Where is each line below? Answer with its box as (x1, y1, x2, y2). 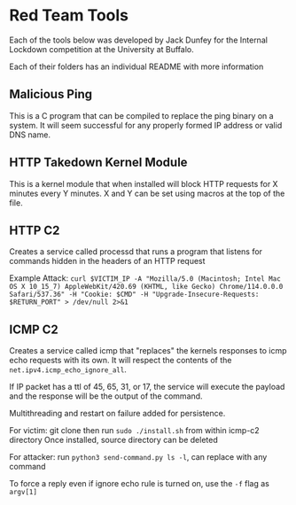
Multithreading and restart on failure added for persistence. (9, 408, 226, 419)
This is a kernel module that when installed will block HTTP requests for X (9, 178, 278, 189)
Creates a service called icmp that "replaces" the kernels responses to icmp (9, 346, 287, 356)
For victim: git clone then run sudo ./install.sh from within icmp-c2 (9, 425, 260, 436)
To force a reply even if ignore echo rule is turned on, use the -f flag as (9, 478, 270, 489)
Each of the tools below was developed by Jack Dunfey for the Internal (9, 35, 269, 45)
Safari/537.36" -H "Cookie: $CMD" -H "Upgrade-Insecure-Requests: (9, 290, 260, 299)
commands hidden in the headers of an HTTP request (9, 256, 206, 267)
